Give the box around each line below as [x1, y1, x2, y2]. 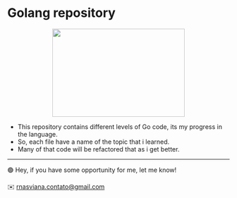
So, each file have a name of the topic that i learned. [17, 137, 170, 146]
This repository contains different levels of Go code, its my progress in [17, 122, 222, 131]
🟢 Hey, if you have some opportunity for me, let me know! [7, 166, 177, 174]
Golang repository [7, 5, 116, 21]
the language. [17, 130, 58, 138]
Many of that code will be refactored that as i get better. [17, 144, 180, 153]
